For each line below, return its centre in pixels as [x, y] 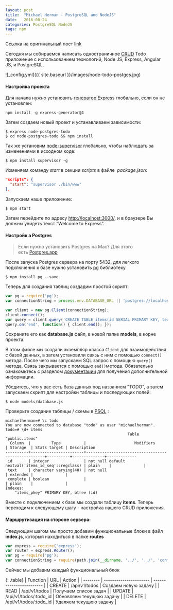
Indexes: [15, 488]
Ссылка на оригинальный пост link [44, 44]
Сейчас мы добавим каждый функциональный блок [63, 570]
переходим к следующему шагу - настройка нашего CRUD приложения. [85, 508]
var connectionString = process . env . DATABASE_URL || [63, 301]
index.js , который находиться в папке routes [55, 536]
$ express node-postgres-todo [38, 132]
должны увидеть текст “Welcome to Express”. [55, 223]
